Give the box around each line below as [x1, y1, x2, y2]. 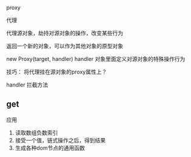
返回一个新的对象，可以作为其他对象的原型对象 [6, 43, 123, 49]
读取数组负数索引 [15, 129, 58, 136]
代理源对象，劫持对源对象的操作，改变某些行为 [6, 29, 123, 37]
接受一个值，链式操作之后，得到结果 [15, 136, 106, 144]
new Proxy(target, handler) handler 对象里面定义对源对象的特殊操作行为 [6, 55, 186, 62]
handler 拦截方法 [6, 81, 49, 88]
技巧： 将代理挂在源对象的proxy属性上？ [6, 68, 107, 75]
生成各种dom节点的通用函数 [15, 144, 85, 152]
